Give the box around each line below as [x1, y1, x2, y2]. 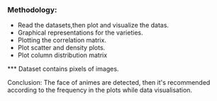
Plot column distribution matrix [17, 51, 108, 59]
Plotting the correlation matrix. [17, 36, 106, 44]
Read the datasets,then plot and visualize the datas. [17, 21, 169, 30]
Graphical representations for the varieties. [17, 28, 143, 37]
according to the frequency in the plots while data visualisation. [7, 86, 193, 95]
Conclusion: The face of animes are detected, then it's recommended [7, 78, 211, 87]
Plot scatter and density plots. [17, 44, 106, 52]
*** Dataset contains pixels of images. [7, 65, 119, 73]
